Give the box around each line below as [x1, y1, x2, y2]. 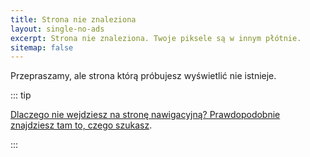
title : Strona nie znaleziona [10, 14, 137, 25]
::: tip [10, 89, 32, 101]
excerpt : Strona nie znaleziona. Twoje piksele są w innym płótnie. [10, 33, 302, 43]
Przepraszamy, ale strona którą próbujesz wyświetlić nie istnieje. [10, 70, 277, 82]
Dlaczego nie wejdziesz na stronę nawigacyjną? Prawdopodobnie [10, 109, 281, 121]
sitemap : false [10, 42, 74, 53]
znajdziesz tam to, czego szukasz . [10, 119, 153, 131]
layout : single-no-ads [10, 24, 105, 34]
